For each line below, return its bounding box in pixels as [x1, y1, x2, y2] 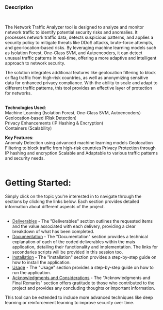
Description [5, 4, 33, 11]
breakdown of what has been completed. [12, 229, 95, 234]
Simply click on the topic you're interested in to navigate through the [5, 193, 142, 200]
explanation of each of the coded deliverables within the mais [12, 239, 135, 245]
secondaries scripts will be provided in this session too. [12, 249, 123, 255]
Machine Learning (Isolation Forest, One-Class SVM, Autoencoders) [5, 110, 141, 116]
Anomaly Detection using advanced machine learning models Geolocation [5, 140, 153, 146]
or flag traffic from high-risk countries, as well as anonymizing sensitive [5, 75, 148, 81]
